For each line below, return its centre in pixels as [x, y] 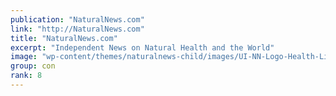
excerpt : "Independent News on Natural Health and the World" [142, 47]
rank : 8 [26, 76]
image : [24, 57]
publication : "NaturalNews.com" [77, 19]
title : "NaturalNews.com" [64, 38]
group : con [33, 66]
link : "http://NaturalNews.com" [77, 29]
